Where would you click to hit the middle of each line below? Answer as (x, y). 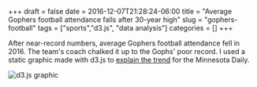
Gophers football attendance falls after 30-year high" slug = (106, 20)
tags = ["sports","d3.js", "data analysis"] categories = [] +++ (135, 28)
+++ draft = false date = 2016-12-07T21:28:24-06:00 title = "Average (120, 11)
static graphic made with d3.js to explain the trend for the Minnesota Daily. (129, 60)
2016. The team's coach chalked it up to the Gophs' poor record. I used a (127, 51)
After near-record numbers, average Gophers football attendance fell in (124, 43)
